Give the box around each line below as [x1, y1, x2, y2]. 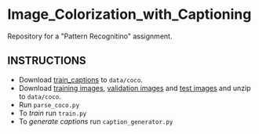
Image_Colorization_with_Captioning [7, 5, 252, 24]
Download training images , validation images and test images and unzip [18, 83, 251, 92]
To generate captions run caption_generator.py [18, 116, 173, 126]
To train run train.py [18, 108, 87, 118]
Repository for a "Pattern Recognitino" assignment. [7, 31, 173, 41]
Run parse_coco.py [18, 100, 80, 109]
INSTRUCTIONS [7, 54, 87, 67]
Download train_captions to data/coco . [18, 74, 143, 84]
